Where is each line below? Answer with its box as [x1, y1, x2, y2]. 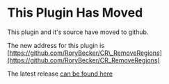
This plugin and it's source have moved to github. [7, 28, 149, 36]
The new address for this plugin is [7, 41, 105, 49]
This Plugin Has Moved [7, 5, 143, 21]
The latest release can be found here [7, 69, 113, 78]
